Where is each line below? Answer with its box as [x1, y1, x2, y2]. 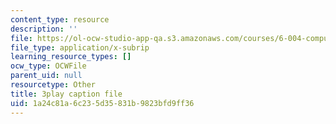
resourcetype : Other [10, 80, 97, 90]
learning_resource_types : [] [10, 52, 132, 62]
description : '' [10, 24, 78, 34]
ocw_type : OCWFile [10, 61, 87, 71]
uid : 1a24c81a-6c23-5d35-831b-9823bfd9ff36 [10, 98, 195, 108]
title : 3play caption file [10, 89, 123, 99]
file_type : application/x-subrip [10, 42, 150, 53]
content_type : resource [10, 14, 110, 25]
